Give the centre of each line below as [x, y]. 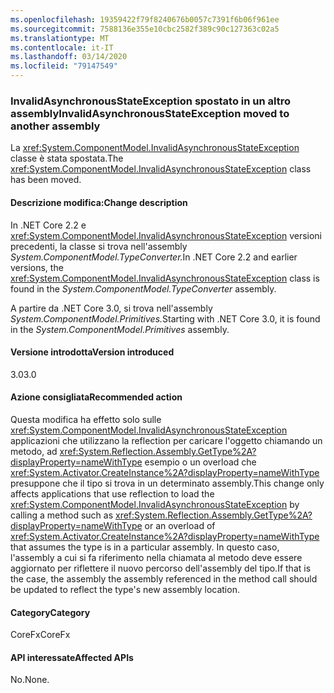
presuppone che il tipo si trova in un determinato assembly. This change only [167, 483]
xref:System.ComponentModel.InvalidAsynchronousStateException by [155, 504]
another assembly [55, 126]
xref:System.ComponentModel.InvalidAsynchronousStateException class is [165, 278]
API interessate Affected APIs [72, 657]
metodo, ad [34, 451]
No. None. [30, 680]
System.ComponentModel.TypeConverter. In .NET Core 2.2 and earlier [154, 257]
